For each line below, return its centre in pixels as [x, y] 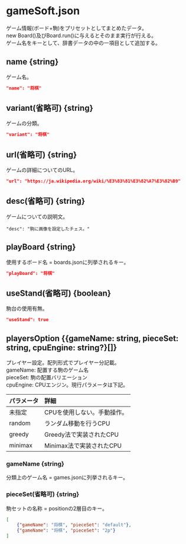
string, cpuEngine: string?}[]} [61, 348]
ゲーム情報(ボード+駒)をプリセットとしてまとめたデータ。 [77, 28]
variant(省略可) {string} [50, 108]
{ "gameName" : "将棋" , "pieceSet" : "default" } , [74, 525]
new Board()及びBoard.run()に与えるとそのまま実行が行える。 [81, 35]
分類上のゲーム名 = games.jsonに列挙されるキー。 [67, 478]
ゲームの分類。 [24, 123]
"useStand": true [27, 320]
